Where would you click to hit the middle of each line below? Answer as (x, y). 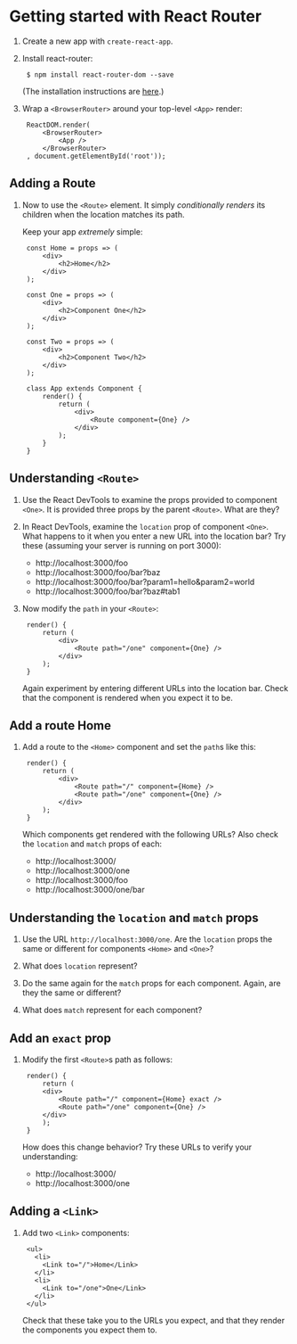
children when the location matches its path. (103, 214)
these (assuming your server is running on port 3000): (122, 545)
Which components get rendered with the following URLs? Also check (150, 835)
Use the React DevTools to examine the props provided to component (149, 499)
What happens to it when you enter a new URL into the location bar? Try (154, 536)
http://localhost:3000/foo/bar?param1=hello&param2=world (145, 581)
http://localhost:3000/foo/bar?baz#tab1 (108, 591)
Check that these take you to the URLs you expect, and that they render (153, 1320)
